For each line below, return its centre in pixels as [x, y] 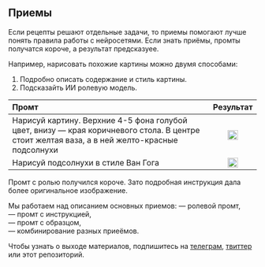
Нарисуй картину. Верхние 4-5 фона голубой [100, 120]
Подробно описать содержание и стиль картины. [103, 79]
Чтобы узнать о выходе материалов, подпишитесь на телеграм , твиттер [130, 246]
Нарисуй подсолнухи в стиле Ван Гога [86, 162]
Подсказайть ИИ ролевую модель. [78, 87]
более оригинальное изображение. [68, 190]
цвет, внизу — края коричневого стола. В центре [106, 130]
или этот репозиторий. [47, 254]
